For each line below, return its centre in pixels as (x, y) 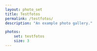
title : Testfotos (23, 14)
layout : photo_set (24, 9)
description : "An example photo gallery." (49, 23)
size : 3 (21, 41)
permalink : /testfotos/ (29, 18)
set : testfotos (29, 36)
